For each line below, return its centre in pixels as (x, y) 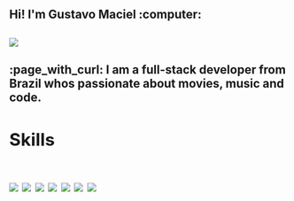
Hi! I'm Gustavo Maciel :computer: (105, 15)
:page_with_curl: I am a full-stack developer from (147, 70)
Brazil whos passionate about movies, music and (147, 84)
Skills (32, 140)
